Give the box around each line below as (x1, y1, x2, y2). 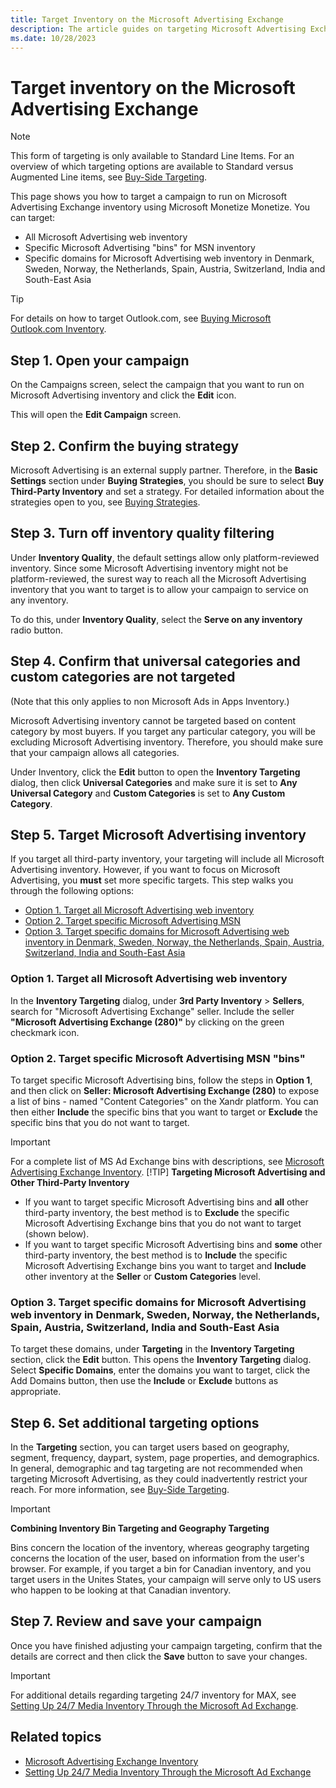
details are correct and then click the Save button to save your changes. (10, 1650, 308, 1662)
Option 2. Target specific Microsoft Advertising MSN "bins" (10, 1051, 306, 1065)
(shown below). (24, 1227, 90, 1240)
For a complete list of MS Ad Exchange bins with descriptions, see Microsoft (10, 1155, 325, 1167)
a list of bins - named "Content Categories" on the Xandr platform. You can (10, 1095, 319, 1107)
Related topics (10, 1729, 102, 1746)
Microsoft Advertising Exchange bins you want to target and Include (24, 1259, 307, 1271)
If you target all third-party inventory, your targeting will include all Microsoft (10, 853, 325, 865)
